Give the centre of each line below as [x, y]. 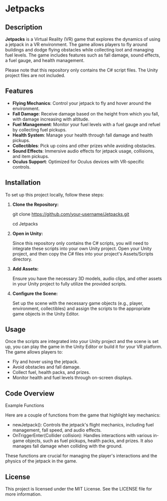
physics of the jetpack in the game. [41, 461]
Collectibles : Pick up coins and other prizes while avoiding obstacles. [84, 145]
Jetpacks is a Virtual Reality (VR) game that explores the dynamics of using [83, 39]
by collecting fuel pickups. [39, 129]
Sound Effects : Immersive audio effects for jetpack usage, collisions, [83, 151]
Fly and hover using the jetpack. [45, 362]
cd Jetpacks [25, 223]
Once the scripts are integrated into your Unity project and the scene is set [82, 341]
